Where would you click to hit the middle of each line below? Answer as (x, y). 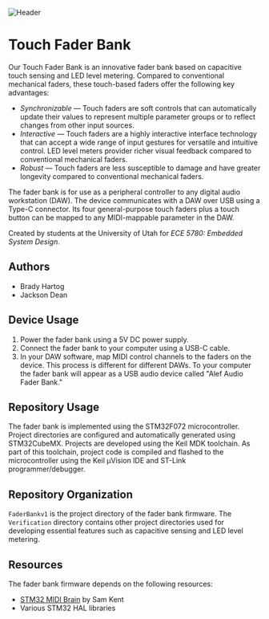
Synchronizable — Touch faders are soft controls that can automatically (138, 108)
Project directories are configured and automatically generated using (122, 435)
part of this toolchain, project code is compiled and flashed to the (116, 452)
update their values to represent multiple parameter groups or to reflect (138, 116)
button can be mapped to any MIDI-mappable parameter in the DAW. (121, 218)
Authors (29, 267)
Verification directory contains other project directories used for (116, 523)
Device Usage (44, 320)
